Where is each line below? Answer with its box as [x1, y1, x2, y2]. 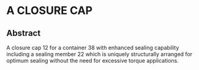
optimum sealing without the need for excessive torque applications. [6, 57, 179, 64]
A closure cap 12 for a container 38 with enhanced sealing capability [6, 44, 179, 51]
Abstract [6, 28, 41, 38]
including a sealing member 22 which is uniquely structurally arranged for [6, 51, 193, 58]
